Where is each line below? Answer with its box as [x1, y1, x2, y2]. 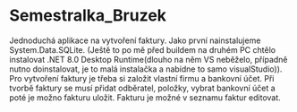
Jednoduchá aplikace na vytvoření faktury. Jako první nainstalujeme [9, 35, 261, 46]
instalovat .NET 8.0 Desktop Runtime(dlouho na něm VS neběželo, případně [9, 54, 288, 65]
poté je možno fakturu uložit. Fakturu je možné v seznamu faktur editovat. [9, 91, 282, 103]
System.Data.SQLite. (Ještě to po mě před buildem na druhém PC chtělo [9, 44, 276, 55]
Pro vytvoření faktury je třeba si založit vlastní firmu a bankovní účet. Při [9, 73, 275, 83]
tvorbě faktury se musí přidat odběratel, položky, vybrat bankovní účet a [9, 82, 276, 93]
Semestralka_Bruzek [9, 5, 167, 26]
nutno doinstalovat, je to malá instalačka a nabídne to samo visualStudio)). [9, 64, 283, 74]
